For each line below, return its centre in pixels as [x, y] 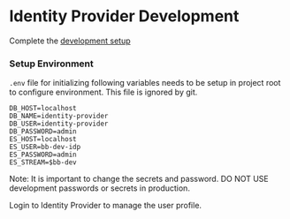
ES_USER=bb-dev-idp [45, 147]
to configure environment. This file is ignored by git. [103, 92]
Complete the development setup [70, 41]
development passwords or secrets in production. [99, 188]
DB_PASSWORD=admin [43, 132]
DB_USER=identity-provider [59, 124]
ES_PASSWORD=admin [43, 155]
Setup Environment [52, 64]
